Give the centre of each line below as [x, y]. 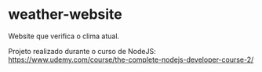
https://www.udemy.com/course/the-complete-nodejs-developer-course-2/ [131, 59]
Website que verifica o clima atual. [64, 36]
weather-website [65, 14]
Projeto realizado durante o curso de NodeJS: [82, 51]
